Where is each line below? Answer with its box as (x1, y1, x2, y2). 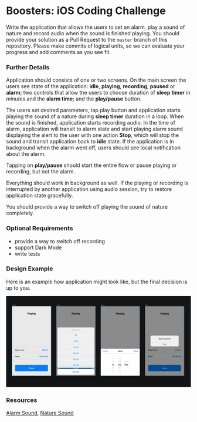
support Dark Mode (14, 244, 62, 251)
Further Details (6, 63, 50, 71)
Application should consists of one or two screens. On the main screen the (6, 76, 186, 83)
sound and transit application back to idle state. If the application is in (6, 138, 174, 145)
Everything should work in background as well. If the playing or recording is (6, 179, 189, 186)
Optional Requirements (6, 225, 73, 233)
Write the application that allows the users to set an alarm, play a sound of (6, 24, 185, 31)
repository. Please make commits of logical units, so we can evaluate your (6, 42, 185, 49)
